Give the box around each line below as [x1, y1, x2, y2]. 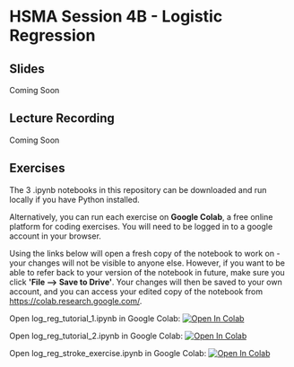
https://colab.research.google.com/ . [9, 295, 143, 306]
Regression [9, 25, 96, 46]
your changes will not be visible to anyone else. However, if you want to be [9, 258, 285, 268]
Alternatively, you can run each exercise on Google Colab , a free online [9, 211, 273, 222]
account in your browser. [9, 231, 101, 241]
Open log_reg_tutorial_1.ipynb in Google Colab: [9, 312, 181, 324]
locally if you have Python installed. [9, 194, 141, 205]
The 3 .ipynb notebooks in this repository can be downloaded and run [9, 184, 267, 195]
